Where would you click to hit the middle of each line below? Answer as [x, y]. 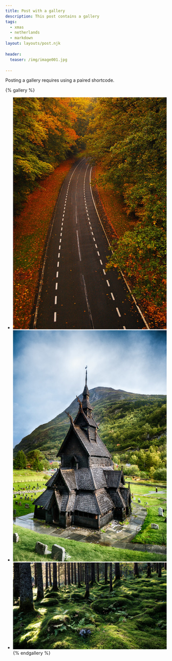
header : [14, 54]
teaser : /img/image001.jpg [39, 60]
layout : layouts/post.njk [33, 44]
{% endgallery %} [31, 653]
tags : [11, 22]
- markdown [21, 38]
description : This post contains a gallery [52, 16]
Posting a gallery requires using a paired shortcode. [60, 80]
